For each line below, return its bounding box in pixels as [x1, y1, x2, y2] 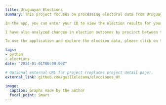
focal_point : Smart [9, 93, 50, 98]
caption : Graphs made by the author [9, 88, 85, 93]
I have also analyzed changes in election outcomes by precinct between [5, 30, 158, 35]
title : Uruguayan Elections [5, 7, 63, 12]
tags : [5, 47, 16, 52]
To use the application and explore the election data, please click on [5, 38, 158, 43]
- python [5, 52, 23, 57]
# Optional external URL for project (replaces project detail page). [5, 70, 154, 75]
